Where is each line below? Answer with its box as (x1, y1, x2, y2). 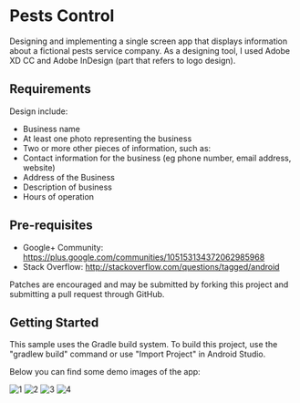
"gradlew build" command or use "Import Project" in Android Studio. (9, 348, 266, 360)
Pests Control (9, 5, 115, 26)
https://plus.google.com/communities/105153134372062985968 (22, 252, 265, 263)
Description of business (22, 181, 112, 192)
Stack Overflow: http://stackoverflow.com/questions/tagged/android (22, 261, 280, 272)
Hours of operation (22, 191, 94, 201)
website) (22, 161, 57, 173)
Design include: (9, 106, 68, 117)
